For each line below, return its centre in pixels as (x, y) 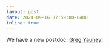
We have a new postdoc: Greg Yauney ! (54, 40)
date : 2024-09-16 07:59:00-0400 (47, 17)
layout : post (23, 12)
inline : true (23, 23)
